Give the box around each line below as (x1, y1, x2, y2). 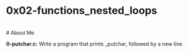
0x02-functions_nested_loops (6, 4, 158, 17)
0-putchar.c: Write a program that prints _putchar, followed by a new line (6, 40, 183, 47)
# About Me (6, 29, 35, 36)
